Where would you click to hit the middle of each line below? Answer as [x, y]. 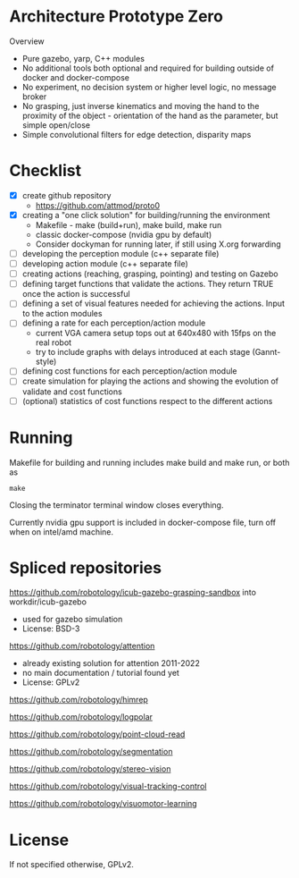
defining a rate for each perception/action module [114, 323]
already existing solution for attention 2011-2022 [111, 663]
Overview [27, 41]
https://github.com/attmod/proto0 [98, 205]
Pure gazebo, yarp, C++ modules [83, 58]
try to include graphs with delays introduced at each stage [143, 352]
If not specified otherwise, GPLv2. [71, 865]
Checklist [46, 171]
